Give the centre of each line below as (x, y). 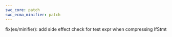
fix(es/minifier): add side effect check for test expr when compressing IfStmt (86, 29)
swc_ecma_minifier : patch (33, 15)
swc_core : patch (23, 10)
